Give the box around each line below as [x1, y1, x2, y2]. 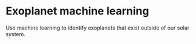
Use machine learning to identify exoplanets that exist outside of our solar [5, 24, 190, 31]
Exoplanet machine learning [5, 4, 149, 18]
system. [5, 30, 25, 37]
